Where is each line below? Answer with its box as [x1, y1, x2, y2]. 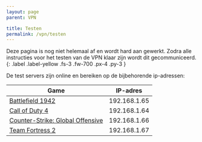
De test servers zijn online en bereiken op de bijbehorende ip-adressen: [6, 72, 185, 79]
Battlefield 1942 [9, 97, 56, 105]
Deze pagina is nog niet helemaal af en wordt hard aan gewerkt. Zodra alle [6, 48, 192, 55]
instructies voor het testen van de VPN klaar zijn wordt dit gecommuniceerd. [6, 54, 197, 61]
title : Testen [6, 25, 42, 31]
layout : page [6, 8, 39, 15]
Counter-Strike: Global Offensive [9, 116, 103, 124]
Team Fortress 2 [9, 126, 56, 135]
